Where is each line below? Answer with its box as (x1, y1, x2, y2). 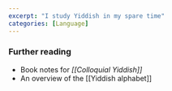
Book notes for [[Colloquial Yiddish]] (19, 64, 143, 74)
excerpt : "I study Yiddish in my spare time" (8, 11, 165, 20)
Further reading (8, 46, 71, 58)
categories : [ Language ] (8, 19, 89, 28)
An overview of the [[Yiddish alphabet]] (19, 73, 153, 83)
